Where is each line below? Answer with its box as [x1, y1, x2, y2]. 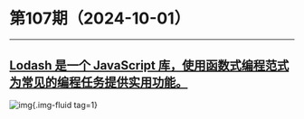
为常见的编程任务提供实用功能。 [9, 75, 188, 90]
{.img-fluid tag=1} [32, 99, 98, 110]
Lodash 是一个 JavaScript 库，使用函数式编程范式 [9, 58, 290, 73]
